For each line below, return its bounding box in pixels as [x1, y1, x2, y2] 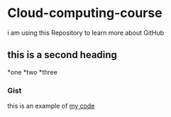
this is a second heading [7, 49, 117, 61]
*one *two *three [7, 67, 58, 76]
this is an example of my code [7, 101, 95, 111]
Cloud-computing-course [7, 5, 162, 21]
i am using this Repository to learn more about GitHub [7, 28, 165, 37]
